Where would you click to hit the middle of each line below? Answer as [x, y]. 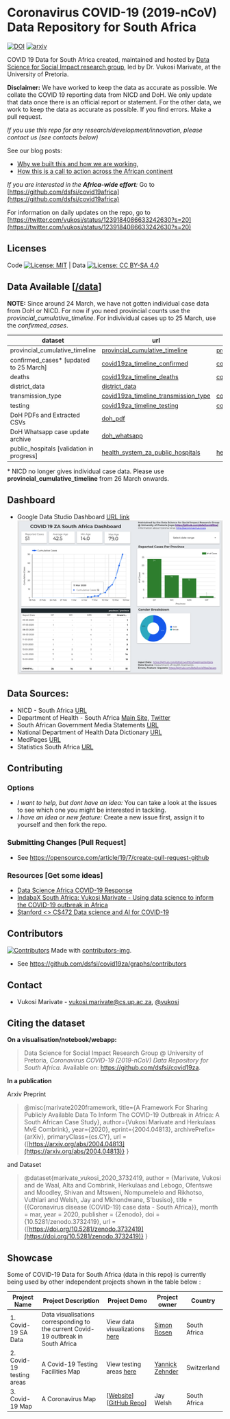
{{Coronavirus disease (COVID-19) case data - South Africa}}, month [121, 1207]
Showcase [30, 1258]
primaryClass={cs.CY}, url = [87, 1137]
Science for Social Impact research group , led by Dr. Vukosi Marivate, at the [114, 67]
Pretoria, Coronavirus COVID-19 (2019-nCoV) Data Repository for [116, 1060]
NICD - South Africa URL [52, 710]
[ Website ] [120, 1395]
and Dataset [24, 1165]
